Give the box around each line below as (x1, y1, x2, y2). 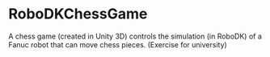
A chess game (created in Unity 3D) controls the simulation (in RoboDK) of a (8, 31, 263, 41)
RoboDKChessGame (8, 5, 148, 23)
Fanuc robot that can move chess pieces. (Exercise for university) (8, 39, 228, 49)
